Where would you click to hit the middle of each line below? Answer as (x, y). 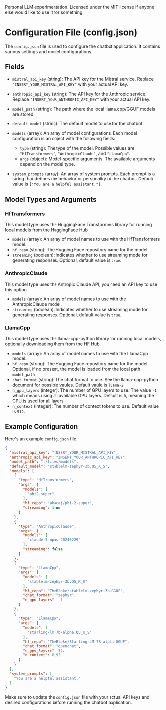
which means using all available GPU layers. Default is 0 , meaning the (83, 396)
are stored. (23, 114)
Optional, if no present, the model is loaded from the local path (76, 369)
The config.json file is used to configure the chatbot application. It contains (83, 46)
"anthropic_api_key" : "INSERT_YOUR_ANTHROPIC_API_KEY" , (68, 457)
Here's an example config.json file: (41, 439)
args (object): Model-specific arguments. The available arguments (87, 159)
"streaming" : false (43, 549)
